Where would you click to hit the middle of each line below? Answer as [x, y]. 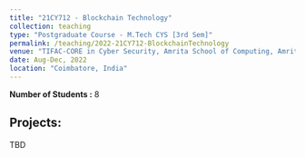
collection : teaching [50, 26]
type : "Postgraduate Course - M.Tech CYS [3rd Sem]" [111, 34]
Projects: [35, 123]
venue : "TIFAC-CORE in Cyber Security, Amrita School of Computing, [142, 52]
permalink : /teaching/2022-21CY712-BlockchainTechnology [119, 43]
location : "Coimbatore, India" [69, 69]
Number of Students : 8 [54, 94]
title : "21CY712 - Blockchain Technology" [91, 18]
